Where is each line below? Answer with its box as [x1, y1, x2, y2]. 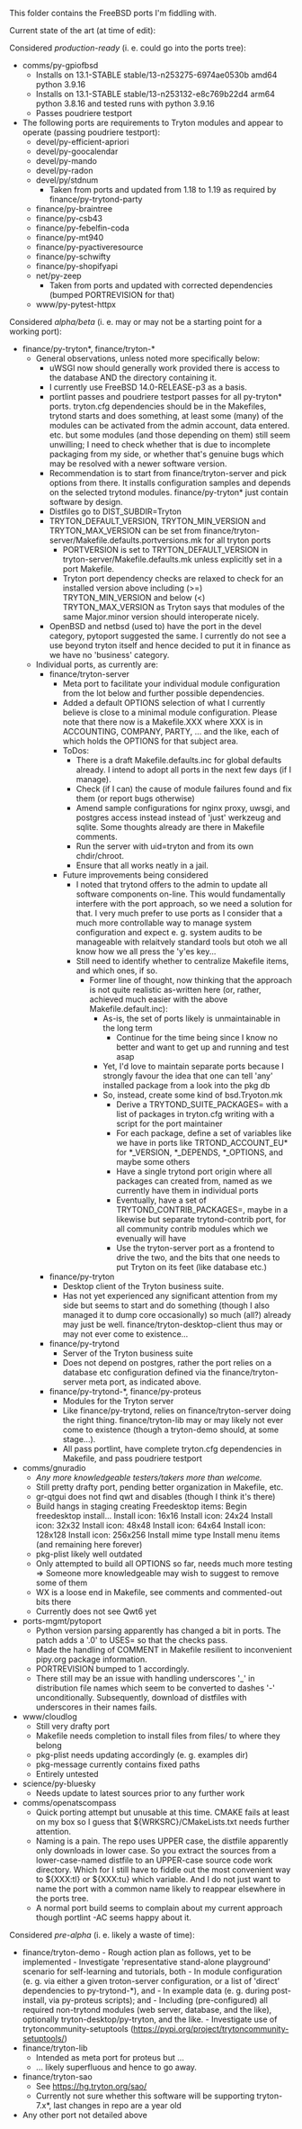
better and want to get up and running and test [116, 1042, 289, 1052]
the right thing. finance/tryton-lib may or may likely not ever [62, 1415, 284, 1425]
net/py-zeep [35, 270, 83, 281]
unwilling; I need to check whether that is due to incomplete [49, 439, 271, 449]
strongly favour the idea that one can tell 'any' [102, 1070, 273, 1081]
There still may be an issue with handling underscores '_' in [35, 1673, 255, 1683]
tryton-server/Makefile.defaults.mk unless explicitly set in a [62, 554, 283, 564]
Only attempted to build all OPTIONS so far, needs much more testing [35, 1558, 293, 1569]
